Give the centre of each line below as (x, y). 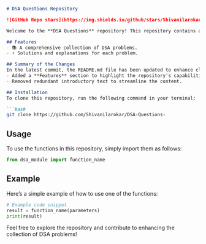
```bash (16, 109)
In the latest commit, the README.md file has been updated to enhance (100, 70)
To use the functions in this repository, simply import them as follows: (94, 149)
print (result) (25, 216)
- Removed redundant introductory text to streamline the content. (94, 81)
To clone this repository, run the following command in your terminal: (101, 98)
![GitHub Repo (25, 20)
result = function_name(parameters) (53, 210)
